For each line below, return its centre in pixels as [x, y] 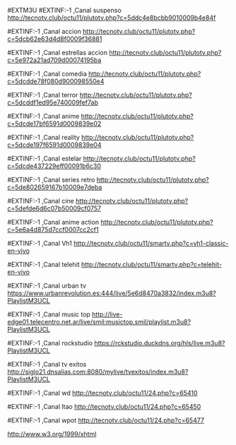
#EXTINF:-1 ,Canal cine [41, 201]
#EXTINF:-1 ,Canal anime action [53, 222]
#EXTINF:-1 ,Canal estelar [45, 159]
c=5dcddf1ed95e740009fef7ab [53, 102]
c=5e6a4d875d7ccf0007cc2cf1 [53, 230]
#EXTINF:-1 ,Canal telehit [43, 265]
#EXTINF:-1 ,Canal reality [43, 137]
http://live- [107, 314]
